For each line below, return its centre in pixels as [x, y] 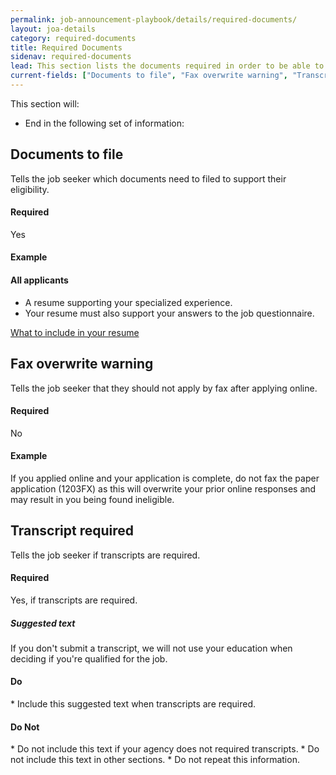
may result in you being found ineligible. [92, 499]
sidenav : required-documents [71, 57]
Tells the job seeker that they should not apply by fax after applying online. [164, 388]
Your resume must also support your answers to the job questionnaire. [169, 313]
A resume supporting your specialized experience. [128, 302]
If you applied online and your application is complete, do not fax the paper [165, 478]
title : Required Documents [66, 47]
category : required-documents [73, 38]
